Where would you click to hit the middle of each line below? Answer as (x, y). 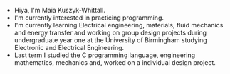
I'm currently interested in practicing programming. (89, 18)
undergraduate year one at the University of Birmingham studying (111, 40)
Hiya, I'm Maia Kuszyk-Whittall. (59, 10)
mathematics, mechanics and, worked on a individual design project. (115, 62)
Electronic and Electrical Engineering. (69, 48)
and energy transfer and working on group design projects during (110, 32)
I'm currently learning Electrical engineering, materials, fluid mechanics (119, 25)
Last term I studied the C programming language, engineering (105, 55)
